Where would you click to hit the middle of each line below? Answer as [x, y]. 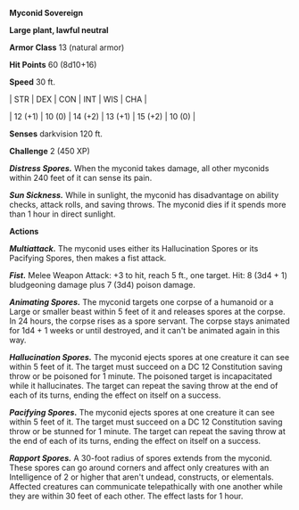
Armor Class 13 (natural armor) [67, 47]
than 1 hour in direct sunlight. [62, 214]
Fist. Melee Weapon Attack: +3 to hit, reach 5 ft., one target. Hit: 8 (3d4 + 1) [149, 275]
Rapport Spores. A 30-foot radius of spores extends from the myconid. [141, 458]
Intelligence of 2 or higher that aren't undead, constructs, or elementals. [141, 477]
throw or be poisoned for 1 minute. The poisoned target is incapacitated [141, 376]
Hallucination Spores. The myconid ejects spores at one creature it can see [149, 357]
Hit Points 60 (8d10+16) [53, 65]
